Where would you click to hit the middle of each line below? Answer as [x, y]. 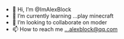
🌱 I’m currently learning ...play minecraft [63, 16]
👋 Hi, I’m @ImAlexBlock [42, 9]
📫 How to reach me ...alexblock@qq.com [65, 29]
